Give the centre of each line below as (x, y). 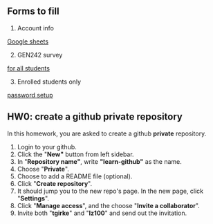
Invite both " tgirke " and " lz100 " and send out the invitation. (102, 213)
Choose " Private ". (43, 169)
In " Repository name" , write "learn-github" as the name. (99, 161)
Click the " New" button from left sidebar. (75, 154)
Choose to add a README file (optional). (75, 176)
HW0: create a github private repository (95, 117)
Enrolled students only (49, 82)
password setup (30, 95)
